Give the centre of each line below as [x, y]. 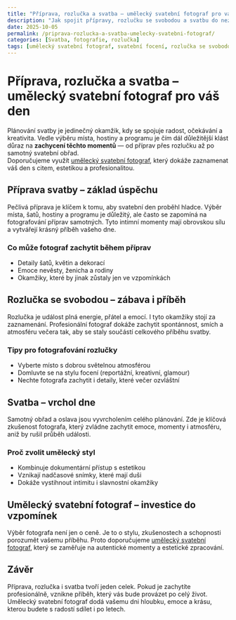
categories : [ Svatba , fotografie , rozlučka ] [73, 40]
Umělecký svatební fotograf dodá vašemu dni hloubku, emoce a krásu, [110, 601]
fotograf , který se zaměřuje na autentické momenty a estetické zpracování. [116, 548]
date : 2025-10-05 [33, 27]
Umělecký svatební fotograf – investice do [101, 504]
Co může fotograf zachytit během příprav [79, 247]
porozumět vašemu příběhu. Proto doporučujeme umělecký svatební [106, 540]
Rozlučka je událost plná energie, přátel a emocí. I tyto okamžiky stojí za [111, 316]
